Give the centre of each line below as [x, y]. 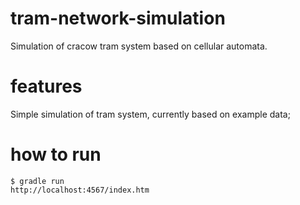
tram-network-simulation [118, 18]
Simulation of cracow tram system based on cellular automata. [139, 46]
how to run [56, 154]
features [46, 86]
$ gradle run [37, 181]
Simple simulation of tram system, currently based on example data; [150, 114]
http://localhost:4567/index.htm [80, 190]
